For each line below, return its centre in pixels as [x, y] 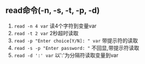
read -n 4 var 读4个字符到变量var [55, 26]
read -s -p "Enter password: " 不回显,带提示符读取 [77, 48]
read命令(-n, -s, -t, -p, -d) [53, 11]
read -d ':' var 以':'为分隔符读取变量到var [66, 55]
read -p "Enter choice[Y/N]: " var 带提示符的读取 [76, 41]
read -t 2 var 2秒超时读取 [46, 33]
